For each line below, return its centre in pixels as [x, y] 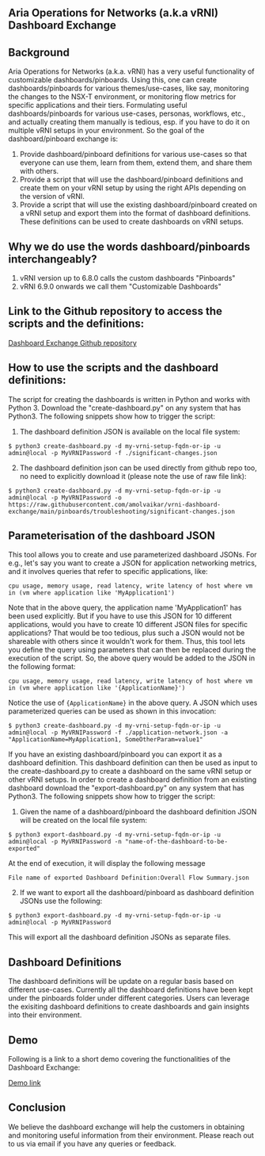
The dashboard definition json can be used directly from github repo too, [138, 468]
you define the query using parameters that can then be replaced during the [132, 650]
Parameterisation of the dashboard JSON [112, 536]
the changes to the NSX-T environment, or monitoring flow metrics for [122, 97]
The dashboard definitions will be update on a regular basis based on [121, 982]
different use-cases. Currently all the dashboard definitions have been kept [131, 989]
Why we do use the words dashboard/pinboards [129, 246]
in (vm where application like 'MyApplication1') [92, 593]
